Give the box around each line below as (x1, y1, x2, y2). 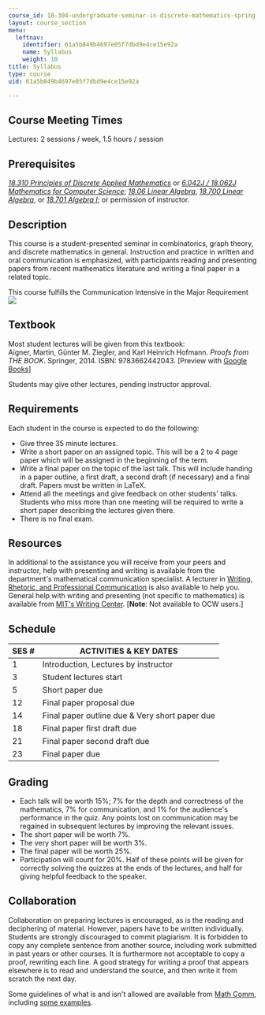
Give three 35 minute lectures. (19, 438, 118, 448)
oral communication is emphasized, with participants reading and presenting (8, 255, 257, 265)
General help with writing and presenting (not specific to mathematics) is (8, 591, 245, 600)
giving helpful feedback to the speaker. (19, 872, 147, 881)
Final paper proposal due (42, 697, 136, 708)
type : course (8, 70, 51, 78)
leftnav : (15, 33, 44, 42)
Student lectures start (42, 671, 123, 682)
